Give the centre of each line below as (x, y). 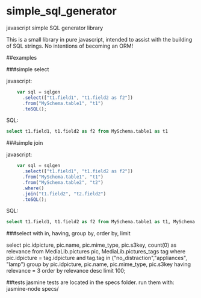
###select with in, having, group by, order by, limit (68, 233)
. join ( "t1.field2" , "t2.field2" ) (64, 194)
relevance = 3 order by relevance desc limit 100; (66, 271)
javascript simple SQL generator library (55, 28)
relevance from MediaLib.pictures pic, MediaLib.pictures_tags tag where (96, 252)
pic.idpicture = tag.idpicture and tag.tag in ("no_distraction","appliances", (97, 258)
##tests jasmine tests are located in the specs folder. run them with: (90, 282)
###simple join (25, 143)
